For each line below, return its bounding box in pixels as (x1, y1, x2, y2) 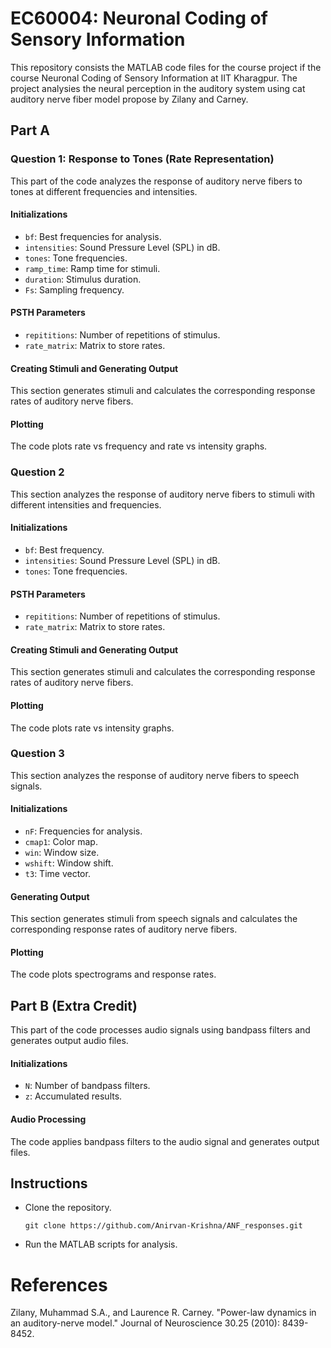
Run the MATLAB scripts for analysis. (24, 1238, 178, 1251)
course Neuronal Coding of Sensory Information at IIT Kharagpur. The (10, 72, 298, 84)
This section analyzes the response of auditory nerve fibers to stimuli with (10, 488, 316, 500)
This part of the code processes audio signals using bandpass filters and (10, 1024, 311, 1036)
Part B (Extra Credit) (10, 997, 138, 1014)
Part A (10, 122, 50, 139)
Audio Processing (10, 1113, 87, 1126)
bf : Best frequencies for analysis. (24, 230, 162, 242)
